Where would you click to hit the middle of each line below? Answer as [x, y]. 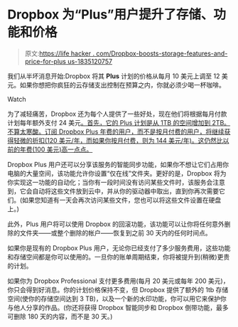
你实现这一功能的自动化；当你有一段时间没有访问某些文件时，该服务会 [110, 182]
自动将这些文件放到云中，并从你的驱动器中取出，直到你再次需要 [125, 191]
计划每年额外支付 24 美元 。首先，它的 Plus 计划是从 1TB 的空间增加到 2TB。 [119, 122]
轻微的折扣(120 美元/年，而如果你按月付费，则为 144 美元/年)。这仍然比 [118, 140]
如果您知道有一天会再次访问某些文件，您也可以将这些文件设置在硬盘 [122, 200]
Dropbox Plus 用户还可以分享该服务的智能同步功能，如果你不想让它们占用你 [118, 164]
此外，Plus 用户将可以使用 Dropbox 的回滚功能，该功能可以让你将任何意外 [116, 224]
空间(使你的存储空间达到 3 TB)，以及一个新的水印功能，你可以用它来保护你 [117, 299]
